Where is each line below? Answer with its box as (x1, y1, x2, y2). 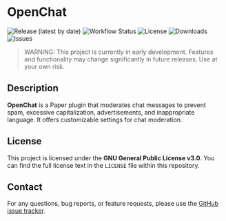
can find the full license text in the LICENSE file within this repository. (7, 161, 200, 169)
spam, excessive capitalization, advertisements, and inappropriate (7, 108, 195, 116)
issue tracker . (7, 206, 46, 215)
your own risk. (23, 62, 65, 70)
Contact (7, 181, 43, 193)
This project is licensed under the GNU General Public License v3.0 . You (7, 153, 215, 162)
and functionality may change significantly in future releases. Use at (23, 55, 218, 63)
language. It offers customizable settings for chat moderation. (7, 115, 183, 124)
